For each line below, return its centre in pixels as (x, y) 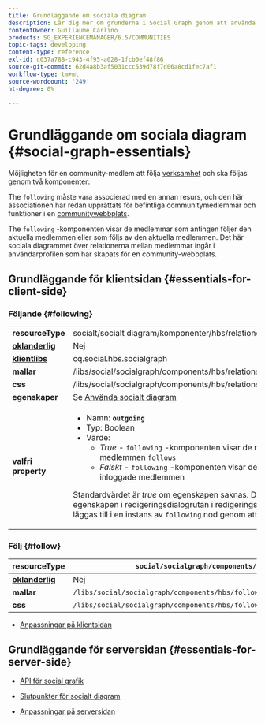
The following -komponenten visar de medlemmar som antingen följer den (130, 229)
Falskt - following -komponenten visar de (179, 467)
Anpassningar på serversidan (67, 711)
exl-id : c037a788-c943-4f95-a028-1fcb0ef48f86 (86, 60)
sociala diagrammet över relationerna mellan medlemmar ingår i (112, 246)
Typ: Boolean (111, 428)
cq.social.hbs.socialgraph (120, 358)
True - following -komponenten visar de (176, 448)
